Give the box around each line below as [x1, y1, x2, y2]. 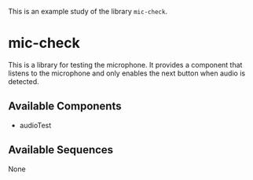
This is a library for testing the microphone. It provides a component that [8, 60, 243, 69]
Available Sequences [8, 143, 114, 156]
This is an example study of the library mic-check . [8, 7, 167, 16]
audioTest [19, 120, 52, 130]
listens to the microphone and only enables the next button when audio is [8, 68, 246, 78]
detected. [8, 76, 39, 86]
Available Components [8, 100, 122, 113]
